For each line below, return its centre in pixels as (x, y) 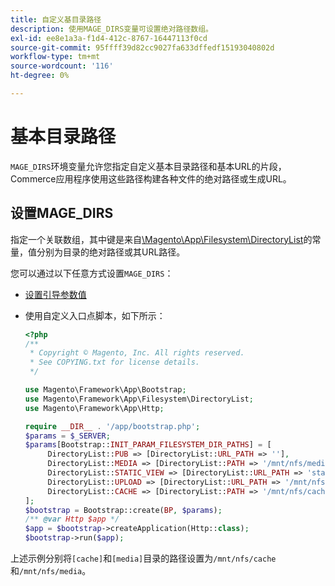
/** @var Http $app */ (72, 519)
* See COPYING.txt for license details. (114, 362)
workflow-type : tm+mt (55, 57)
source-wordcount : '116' (62, 66)
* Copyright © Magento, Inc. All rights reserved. (137, 353)
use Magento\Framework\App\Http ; (94, 408)
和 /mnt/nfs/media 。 (51, 570)
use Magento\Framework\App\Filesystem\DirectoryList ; (139, 399)
